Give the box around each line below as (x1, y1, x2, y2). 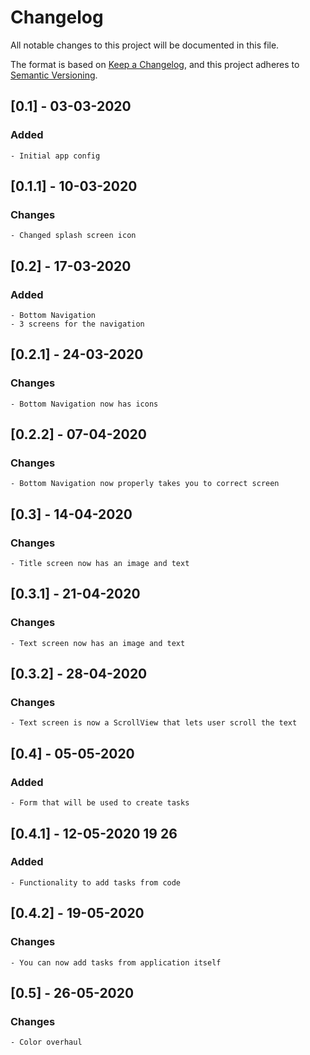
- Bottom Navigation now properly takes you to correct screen (10, 479, 280, 489)
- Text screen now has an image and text (10, 638, 186, 648)
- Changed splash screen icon (10, 231, 137, 241)
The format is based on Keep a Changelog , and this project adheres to (10, 58, 300, 70)
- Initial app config (10, 151, 101, 161)
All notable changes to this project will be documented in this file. (10, 39, 280, 51)
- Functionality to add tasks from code (10, 877, 182, 888)
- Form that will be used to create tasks (10, 798, 190, 808)
